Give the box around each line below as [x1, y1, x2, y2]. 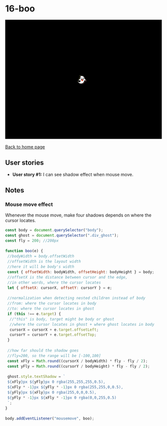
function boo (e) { [5, 249, 43, 254]
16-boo [5, 3, 35, 14]
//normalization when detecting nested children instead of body [7, 296, 146, 301]
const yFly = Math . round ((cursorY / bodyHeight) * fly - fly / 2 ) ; [7, 363, 150, 369]
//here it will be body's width [7, 264, 75, 270]
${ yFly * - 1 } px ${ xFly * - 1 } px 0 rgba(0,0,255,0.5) [7, 395, 117, 400]
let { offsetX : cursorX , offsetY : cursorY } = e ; [7, 285, 112, 290]
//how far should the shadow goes [7, 348, 79, 353]
